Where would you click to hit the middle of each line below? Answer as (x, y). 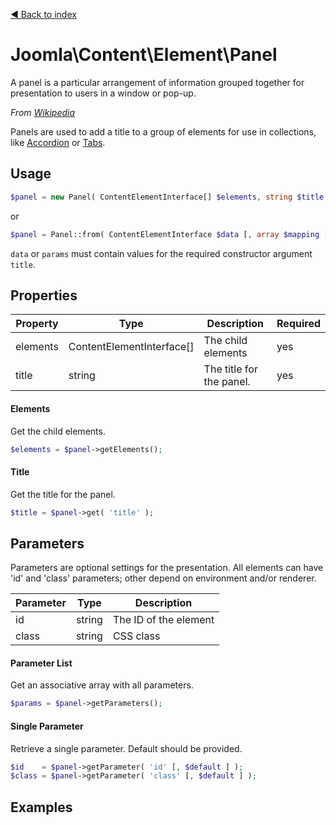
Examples (41, 807)
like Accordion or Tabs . (58, 142)
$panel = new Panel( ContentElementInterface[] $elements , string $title (167, 197)
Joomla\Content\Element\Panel (144, 55)
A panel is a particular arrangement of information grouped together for (157, 82)
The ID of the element (163, 620)
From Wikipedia (43, 112)
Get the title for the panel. (63, 494)
